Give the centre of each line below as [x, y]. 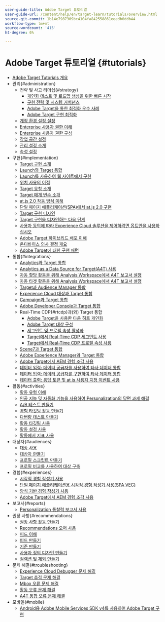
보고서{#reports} [29, 503]
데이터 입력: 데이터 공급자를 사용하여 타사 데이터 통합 [70, 367]
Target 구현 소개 [35, 164]
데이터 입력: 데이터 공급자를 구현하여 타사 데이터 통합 [70, 374]
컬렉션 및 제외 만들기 [39, 559]
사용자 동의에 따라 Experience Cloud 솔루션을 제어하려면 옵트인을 [83, 226]
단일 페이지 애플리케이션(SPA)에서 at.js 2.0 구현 [66, 207]
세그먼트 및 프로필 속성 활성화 [55, 330]
